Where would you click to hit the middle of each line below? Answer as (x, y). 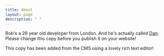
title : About (19, 10)
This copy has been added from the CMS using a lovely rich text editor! (79, 48)
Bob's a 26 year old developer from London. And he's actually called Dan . (82, 33)
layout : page (19, 14)
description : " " (24, 19)
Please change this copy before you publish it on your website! (71, 38)
